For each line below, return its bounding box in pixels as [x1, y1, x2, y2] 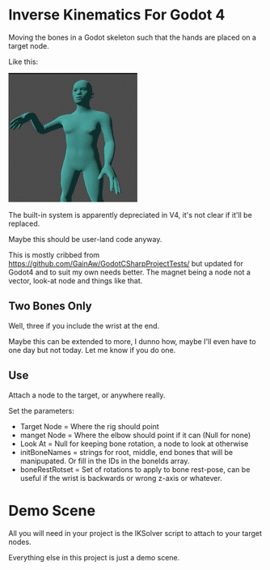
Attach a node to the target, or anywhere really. [8, 390, 166, 400]
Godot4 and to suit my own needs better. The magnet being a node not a [8, 267, 251, 277]
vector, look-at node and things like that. [8, 275, 143, 285]
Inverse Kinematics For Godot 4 [8, 6, 226, 24]
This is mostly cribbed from [8, 249, 100, 260]
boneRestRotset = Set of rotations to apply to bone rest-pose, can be [19, 464, 251, 474]
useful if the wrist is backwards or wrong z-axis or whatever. [19, 473, 222, 483]
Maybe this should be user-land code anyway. [8, 234, 162, 244]
